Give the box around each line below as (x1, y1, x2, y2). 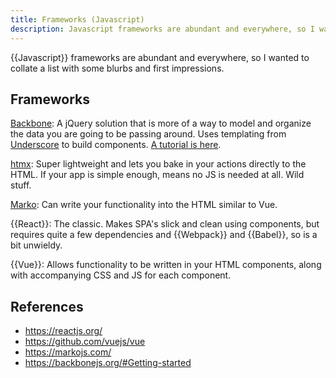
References (10, 298, 84, 315)
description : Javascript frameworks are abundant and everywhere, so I (10, 24, 315, 34)
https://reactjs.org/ (24, 325, 103, 337)
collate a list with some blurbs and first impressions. (10, 62, 225, 74)
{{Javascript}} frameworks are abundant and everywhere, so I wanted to (10, 51, 310, 63)
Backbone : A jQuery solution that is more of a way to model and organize (10, 117, 312, 130)
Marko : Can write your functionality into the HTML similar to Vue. (10, 199, 278, 211)
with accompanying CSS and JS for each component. (10, 269, 232, 281)
